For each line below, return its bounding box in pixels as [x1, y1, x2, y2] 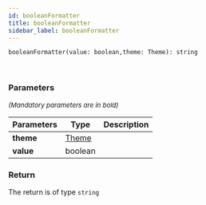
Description [103, 119, 149, 130]
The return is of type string [8, 187, 100, 196]
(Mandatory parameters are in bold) [8, 101, 119, 109]
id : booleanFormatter [8, 11, 81, 20]
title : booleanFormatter [8, 19, 91, 27]
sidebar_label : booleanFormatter [8, 26, 120, 34]
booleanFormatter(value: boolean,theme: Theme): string [8, 49, 198, 57]
